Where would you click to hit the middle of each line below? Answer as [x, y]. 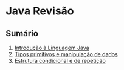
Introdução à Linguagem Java [52, 48]
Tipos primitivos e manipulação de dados [66, 54]
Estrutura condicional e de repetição [60, 61]
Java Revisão [40, 11]
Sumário [22, 33]
